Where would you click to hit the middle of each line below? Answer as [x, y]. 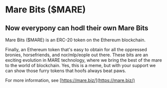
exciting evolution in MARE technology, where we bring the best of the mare [83, 60]
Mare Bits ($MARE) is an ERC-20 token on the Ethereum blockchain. [75, 40]
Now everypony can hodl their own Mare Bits [77, 28]
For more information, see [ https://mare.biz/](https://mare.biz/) [70, 80]
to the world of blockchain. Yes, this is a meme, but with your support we [80, 65]
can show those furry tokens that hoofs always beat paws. [66, 71]
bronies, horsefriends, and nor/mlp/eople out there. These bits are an [77, 55]
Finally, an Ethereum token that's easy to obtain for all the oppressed [76, 49]
